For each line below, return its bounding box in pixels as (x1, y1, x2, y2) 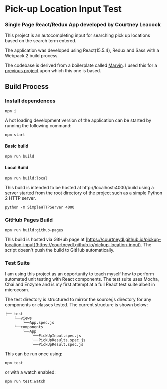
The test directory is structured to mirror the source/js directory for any (5, 296, 152, 303)
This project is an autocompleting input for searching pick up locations (5, 32, 151, 38)
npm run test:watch (5, 379, 46, 384)
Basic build (5, 143, 29, 149)
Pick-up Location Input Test (5, 3, 122, 15)
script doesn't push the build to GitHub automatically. (5, 247, 115, 253)
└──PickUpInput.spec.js (31, 333, 81, 338)
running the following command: (5, 123, 72, 129)
